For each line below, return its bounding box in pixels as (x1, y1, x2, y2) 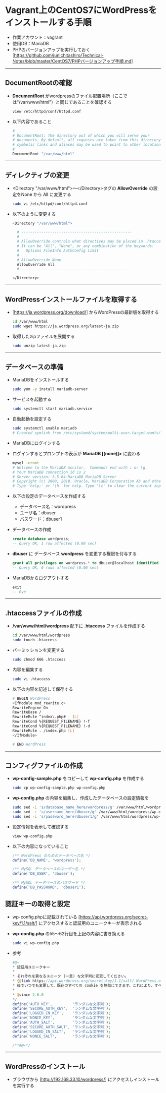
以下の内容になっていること (12, 843, 69, 849)
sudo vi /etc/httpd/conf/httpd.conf (12, 201, 88, 206)
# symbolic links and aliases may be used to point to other (12, 142, 141, 147)
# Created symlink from (12, 430, 62, 435)
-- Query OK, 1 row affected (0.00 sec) (12, 541, 97, 546)
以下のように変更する (12, 211, 56, 217)
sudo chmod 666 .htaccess (12, 657, 66, 662)
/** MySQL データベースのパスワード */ (12, 880, 85, 885)
